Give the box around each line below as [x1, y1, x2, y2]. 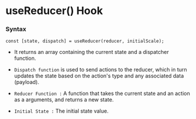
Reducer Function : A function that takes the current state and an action [14, 90, 190, 97]
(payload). [14, 79, 40, 86]
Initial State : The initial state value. [14, 107, 109, 115]
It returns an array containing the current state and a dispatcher [14, 49, 169, 56]
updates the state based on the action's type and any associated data [14, 72, 184, 80]
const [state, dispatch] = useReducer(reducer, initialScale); [5, 38, 165, 45]
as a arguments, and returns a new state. [14, 96, 114, 103]
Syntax [5, 25, 27, 33]
